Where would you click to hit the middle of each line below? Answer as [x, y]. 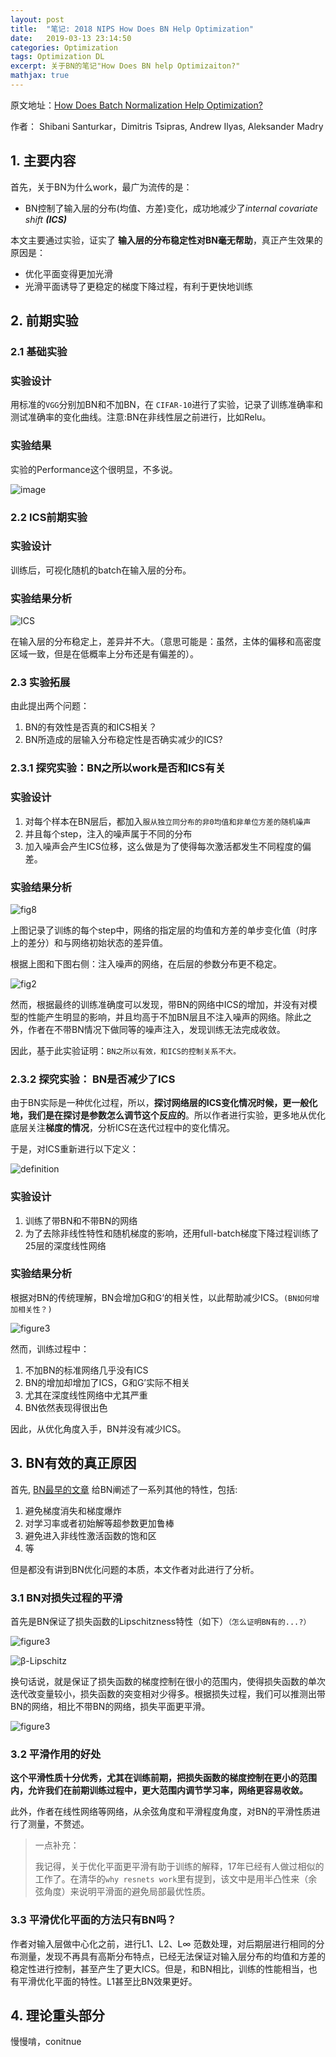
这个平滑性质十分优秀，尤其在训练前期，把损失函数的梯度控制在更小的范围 [163, 1778]
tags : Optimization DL [57, 57]
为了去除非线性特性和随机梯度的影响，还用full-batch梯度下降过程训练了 [172, 1233]
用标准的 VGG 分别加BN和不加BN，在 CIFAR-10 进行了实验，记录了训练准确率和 [167, 405]
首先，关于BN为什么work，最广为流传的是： [101, 187]
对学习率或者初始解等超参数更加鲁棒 [99, 1523]
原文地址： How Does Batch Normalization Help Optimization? [136, 105]
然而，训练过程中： [50, 1348]
